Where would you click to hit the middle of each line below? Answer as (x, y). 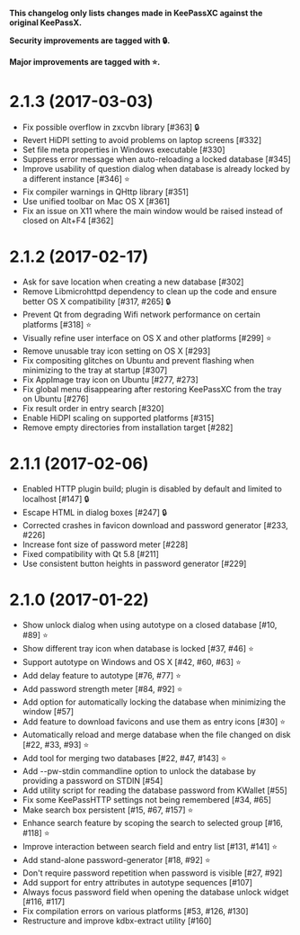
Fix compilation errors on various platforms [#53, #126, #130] (135, 911)
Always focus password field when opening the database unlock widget (155, 892)
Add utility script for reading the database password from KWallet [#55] (154, 790)
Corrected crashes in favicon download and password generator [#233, (155, 525)
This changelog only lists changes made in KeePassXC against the (136, 13)
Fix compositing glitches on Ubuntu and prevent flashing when (138, 360)
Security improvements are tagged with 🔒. (90, 40)
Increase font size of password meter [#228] (105, 544)
